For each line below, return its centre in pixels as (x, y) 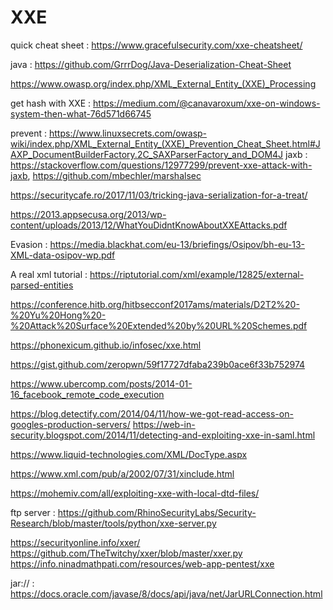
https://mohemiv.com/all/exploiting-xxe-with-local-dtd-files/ (135, 493)
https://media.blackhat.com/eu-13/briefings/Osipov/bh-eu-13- (177, 244)
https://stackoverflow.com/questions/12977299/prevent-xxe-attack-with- (161, 165)
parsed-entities (42, 285)
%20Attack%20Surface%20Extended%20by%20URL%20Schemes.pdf (159, 325)
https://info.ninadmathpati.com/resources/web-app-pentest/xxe (142, 563)
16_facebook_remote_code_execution (87, 394)
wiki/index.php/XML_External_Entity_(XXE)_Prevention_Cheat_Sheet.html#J (165, 143)
